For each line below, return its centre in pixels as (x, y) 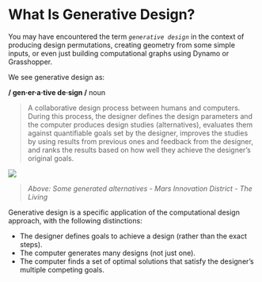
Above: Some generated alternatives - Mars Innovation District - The (140, 189)
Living (38, 196)
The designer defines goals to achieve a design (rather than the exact (133, 236)
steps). (31, 244)
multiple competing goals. (62, 269)
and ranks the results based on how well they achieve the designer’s (139, 150)
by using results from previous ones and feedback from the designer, (140, 141)
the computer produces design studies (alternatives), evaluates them (140, 124)
